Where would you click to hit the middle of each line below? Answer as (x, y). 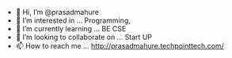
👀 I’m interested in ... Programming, (73, 20)
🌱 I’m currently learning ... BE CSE (71, 29)
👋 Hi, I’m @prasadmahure (57, 12)
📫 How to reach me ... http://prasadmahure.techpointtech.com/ (120, 46)
